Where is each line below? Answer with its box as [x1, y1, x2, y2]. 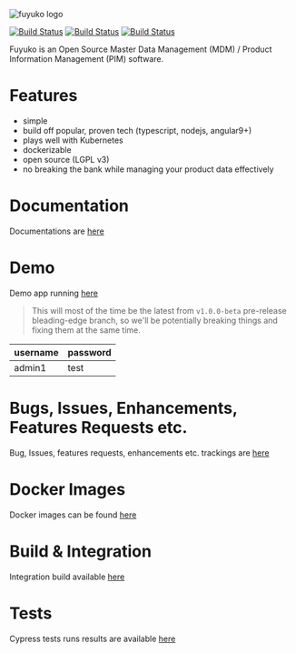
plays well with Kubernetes [22, 135, 124, 146]
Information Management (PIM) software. [9, 54, 164, 64]
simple [22, 115, 48, 126]
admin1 [14, 361, 47, 374]
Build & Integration [9, 541, 153, 561]
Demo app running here [9, 287, 98, 298]
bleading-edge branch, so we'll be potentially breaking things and [31, 315, 279, 326]
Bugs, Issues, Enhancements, [9, 398, 238, 418]
